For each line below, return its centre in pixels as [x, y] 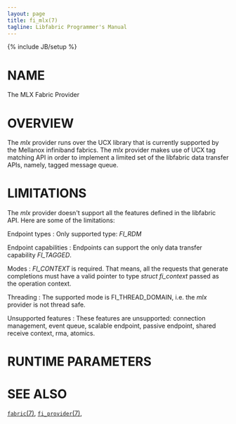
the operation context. [39, 284]
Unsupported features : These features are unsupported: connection [106, 319]
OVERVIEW [41, 123]
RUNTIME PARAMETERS [80, 362]
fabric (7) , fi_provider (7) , [45, 413]
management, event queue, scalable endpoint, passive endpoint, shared [112, 326]
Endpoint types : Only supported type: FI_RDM [74, 234]
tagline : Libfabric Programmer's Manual [67, 27]
